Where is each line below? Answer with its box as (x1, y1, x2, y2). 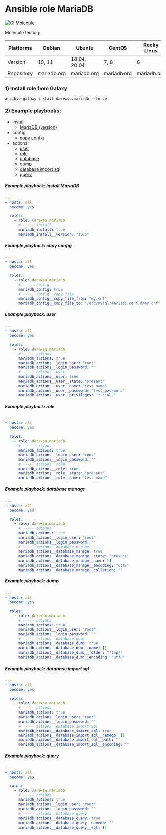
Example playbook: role (5, 403, 55, 409)
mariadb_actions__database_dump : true (18, 641, 98, 646)
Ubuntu (76, 44, 94, 51)
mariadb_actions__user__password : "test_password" (18, 388, 125, 393)
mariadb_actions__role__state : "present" (18, 470, 105, 476)
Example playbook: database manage (5, 486, 85, 492)
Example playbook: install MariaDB (5, 183, 79, 189)
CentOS (108, 44, 127, 51)
